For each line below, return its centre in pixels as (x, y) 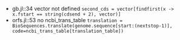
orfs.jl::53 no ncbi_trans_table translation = (67, 20)
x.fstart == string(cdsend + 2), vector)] (66, 14)
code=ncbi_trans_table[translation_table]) (68, 31)
